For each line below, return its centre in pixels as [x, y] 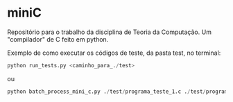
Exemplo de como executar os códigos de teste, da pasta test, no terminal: [114, 53]
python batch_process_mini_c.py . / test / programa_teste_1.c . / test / [107, 92]
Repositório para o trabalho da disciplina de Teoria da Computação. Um [109, 32]
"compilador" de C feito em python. [58, 39]
